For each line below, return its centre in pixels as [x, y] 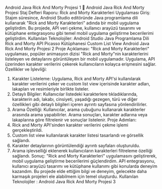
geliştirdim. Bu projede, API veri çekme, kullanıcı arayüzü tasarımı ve [73, 28]
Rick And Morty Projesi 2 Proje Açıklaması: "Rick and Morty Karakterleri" [77, 49]
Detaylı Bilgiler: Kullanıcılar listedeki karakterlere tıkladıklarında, [75, 94]
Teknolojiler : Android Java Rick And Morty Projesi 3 [64, 181]
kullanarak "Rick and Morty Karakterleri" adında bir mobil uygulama [72, 23]
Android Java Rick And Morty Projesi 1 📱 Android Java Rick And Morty [75, 8]
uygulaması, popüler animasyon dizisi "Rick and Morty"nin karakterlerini [77, 54]
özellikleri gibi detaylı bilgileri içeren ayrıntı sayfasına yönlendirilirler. [80, 104]
